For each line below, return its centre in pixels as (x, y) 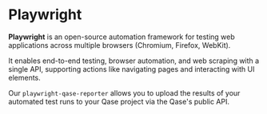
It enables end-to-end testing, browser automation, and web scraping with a (134, 61)
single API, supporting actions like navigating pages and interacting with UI (132, 69)
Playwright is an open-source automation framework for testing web (122, 37)
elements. (25, 77)
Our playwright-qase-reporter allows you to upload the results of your (124, 92)
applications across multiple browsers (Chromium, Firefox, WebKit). (120, 45)
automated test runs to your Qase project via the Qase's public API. (119, 101)
